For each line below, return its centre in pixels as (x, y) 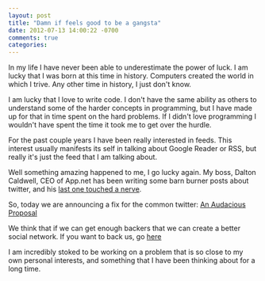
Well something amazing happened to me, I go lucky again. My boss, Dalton (132, 173)
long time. (25, 269)
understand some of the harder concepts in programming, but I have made (130, 108)
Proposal (23, 213)
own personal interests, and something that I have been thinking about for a (132, 260)
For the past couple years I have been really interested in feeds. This (120, 140)
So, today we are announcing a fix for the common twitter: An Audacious (127, 205)
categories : (28, 45)
